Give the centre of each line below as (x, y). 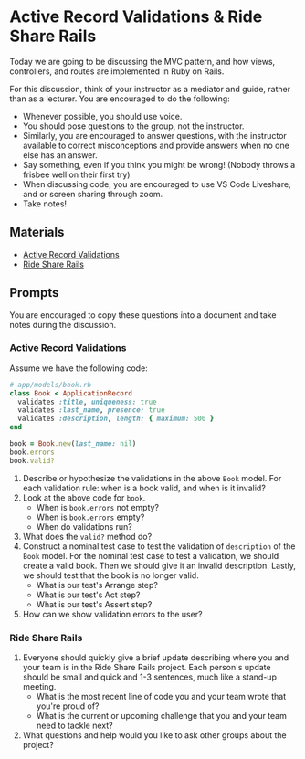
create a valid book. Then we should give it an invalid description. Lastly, (159, 565)
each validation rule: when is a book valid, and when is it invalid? (144, 488)
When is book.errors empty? (90, 517)
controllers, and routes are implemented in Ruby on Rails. (117, 71)
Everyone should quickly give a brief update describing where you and (156, 658)
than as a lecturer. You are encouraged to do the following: (120, 99)
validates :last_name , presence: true (92, 410)
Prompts (34, 293)
